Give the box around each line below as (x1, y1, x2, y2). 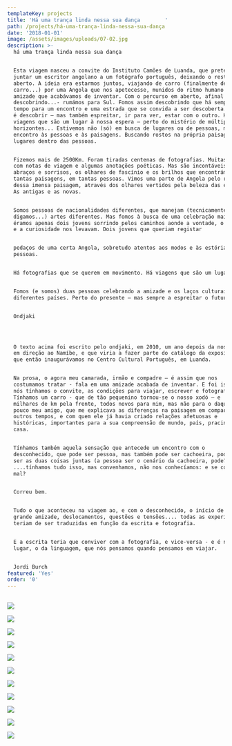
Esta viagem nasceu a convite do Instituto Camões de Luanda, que (13, 67, 209, 74)
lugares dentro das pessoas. (13, 137, 97, 145)
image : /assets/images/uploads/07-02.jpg (7, 36, 128, 43)
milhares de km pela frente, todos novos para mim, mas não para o (13, 400, 212, 407)
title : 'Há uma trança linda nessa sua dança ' (7, 17, 168, 23)
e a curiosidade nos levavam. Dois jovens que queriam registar (13, 226, 202, 233)
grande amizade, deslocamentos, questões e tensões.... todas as (13, 513, 206, 521)
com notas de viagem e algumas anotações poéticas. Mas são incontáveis (13, 163, 227, 170)
